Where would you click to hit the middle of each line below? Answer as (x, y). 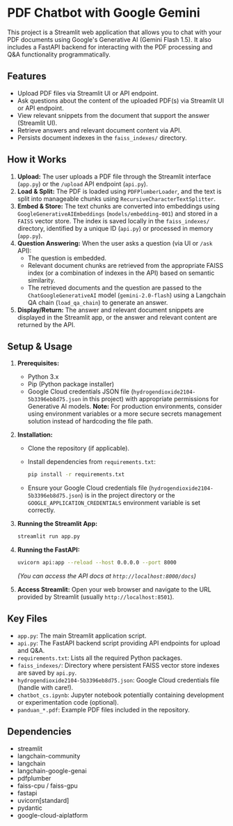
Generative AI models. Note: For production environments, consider (125, 407)
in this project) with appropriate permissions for (151, 399)
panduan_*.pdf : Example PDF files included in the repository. (103, 709)
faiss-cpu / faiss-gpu (47, 786)
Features (27, 76)
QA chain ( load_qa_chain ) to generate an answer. (98, 302)
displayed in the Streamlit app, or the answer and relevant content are (117, 317)
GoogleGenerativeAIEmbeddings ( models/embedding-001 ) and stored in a (117, 213)
